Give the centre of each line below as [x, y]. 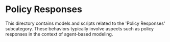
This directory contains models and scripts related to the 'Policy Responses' [85, 23]
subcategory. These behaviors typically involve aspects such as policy [80, 28]
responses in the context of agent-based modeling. [59, 34]
